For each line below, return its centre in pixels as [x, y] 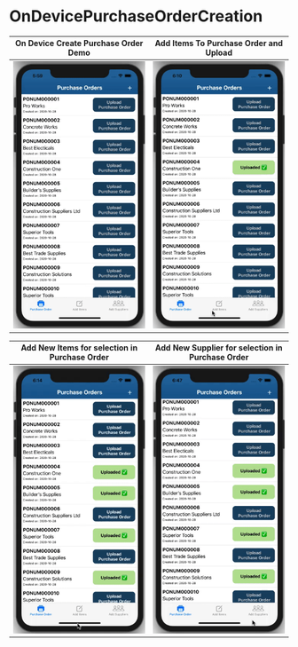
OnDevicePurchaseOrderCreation [136, 16]
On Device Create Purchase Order [79, 43]
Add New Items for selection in [79, 348]
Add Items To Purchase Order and [219, 43]
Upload [219, 53]
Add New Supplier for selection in [219, 348]
